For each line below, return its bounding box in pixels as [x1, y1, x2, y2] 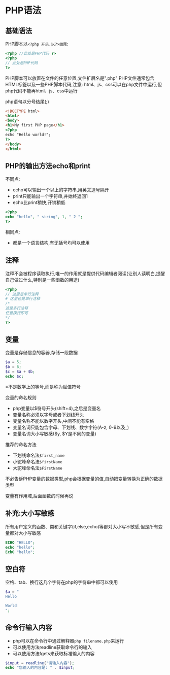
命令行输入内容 [5, 623, 52, 632]
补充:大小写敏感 [5, 509, 55, 518]
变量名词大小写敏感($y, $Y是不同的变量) [12, 430, 96, 436]
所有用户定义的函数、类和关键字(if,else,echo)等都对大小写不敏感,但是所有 [5, 523, 159, 529]
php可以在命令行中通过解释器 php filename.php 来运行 [12, 637, 124, 644]
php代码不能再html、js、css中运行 [5, 87, 78, 94]
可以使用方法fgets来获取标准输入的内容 [12, 650, 95, 656]
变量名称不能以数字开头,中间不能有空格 [12, 418, 94, 424]
